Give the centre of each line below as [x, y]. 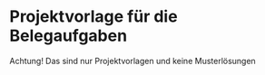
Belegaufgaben [69, 36]
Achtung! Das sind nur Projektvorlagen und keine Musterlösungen [132, 61]
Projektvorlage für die [94, 17]
